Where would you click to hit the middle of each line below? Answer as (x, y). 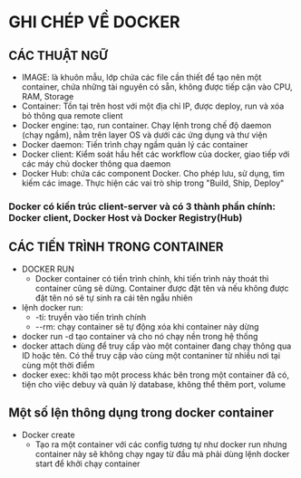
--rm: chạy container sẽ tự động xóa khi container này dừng (147, 326)
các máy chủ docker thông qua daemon (96, 164)
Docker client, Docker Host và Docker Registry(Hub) (126, 217)
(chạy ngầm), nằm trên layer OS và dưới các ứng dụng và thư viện (145, 135)
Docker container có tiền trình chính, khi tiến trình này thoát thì (152, 278)
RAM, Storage (48, 96)
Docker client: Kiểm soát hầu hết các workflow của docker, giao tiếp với (155, 154)
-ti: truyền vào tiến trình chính (91, 317)
